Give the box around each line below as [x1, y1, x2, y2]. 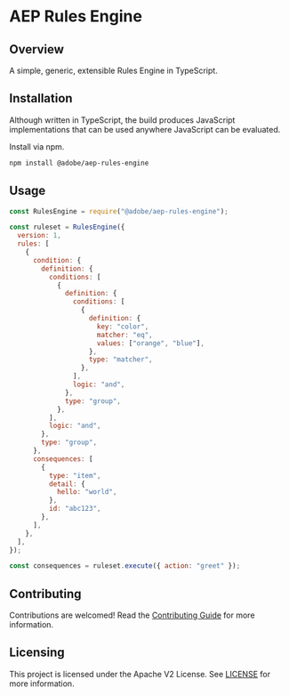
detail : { [48, 479, 86, 489]
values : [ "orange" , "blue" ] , [96, 338, 205, 348]
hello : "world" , [56, 488, 117, 497]
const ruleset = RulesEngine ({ [9, 223, 125, 232]
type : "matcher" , [88, 355, 153, 364]
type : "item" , [48, 471, 101, 480]
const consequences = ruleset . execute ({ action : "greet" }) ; [9, 562, 241, 571]
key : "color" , [96, 322, 149, 331]
